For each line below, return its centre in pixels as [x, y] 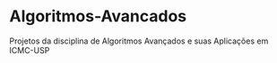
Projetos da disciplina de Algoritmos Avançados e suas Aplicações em [139, 41]
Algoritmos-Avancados [98, 16]
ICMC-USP [30, 50]
